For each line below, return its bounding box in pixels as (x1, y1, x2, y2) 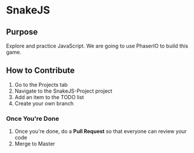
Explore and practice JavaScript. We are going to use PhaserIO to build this (6, 42, 189, 49)
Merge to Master (14, 140, 55, 147)
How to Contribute (6, 66, 75, 76)
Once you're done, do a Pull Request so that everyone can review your (14, 128, 187, 135)
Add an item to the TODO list (14, 93, 84, 100)
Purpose (6, 27, 38, 37)
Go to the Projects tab (14, 81, 68, 88)
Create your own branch (14, 100, 74, 107)
